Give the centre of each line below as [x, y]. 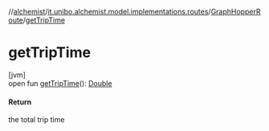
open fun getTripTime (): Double [60, 83]
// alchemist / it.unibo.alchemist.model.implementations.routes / [110, 12]
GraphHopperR [236, 12]
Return [20, 102]
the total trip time [37, 120]
